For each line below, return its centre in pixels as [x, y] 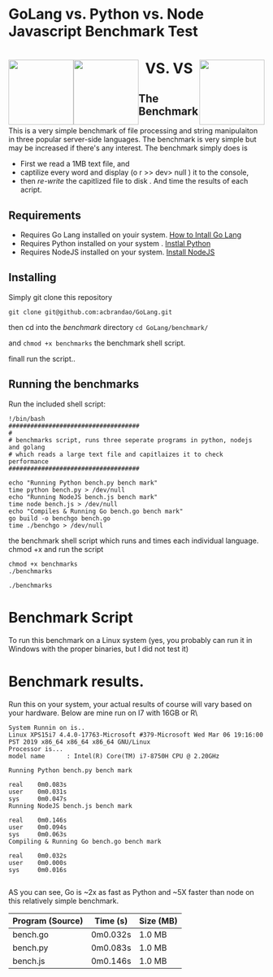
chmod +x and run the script [56, 549]
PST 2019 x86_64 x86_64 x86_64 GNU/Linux [80, 742]
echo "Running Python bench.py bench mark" [83, 483]
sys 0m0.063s [38, 834]
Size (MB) [158, 921]
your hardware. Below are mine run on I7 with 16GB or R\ [103, 713]
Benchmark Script [71, 617]
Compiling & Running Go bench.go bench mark [85, 841]
